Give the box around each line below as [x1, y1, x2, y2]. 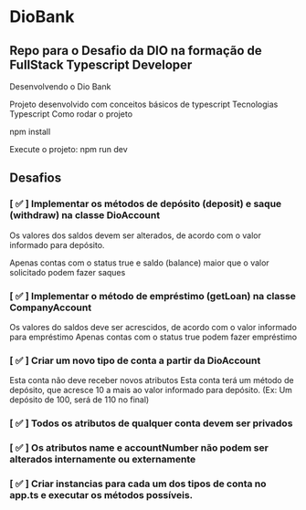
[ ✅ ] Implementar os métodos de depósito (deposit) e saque [9, 198, 282, 211]
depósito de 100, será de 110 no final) [9, 394, 150, 405]
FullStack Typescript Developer [9, 57, 193, 72]
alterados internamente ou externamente [9, 453, 196, 466]
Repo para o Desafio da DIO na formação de [9, 43, 262, 58]
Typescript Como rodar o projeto [9, 109, 133, 120]
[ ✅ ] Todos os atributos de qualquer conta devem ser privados [9, 417, 293, 430]
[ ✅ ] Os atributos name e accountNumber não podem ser [9, 442, 269, 454]
